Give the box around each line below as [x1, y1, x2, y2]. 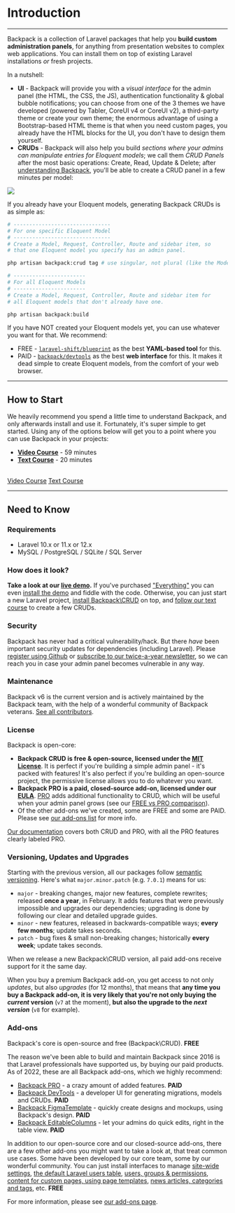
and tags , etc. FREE [7, 1184, 64, 1192]
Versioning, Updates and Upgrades [7, 853, 129, 862]
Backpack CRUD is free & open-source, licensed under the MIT [17, 755, 204, 763]
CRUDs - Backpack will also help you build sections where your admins [17, 143, 224, 152]
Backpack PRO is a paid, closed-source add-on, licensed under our [17, 784, 217, 792]
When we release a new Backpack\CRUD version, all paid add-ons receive [7, 955, 222, 963]
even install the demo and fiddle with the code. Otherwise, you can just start [7, 589, 227, 597]
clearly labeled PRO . [7, 835, 66, 843]
